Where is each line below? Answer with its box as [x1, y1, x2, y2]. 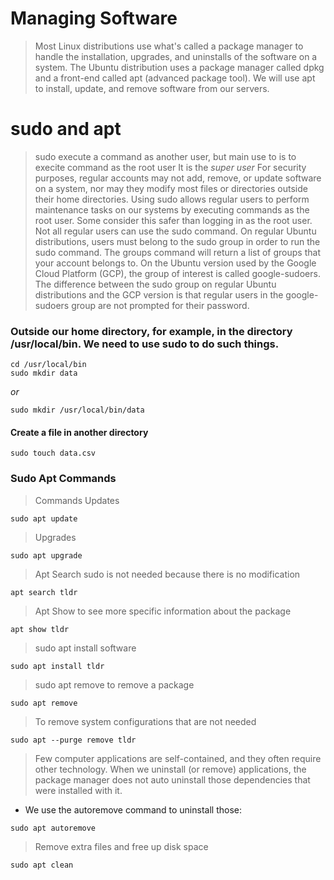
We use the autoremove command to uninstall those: [24, 803, 242, 816]
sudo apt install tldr [10, 661, 105, 671]
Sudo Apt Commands [10, 472, 117, 486]
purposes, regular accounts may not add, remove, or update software [34, 172, 322, 184]
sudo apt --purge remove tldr [10, 735, 137, 745]
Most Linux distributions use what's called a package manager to [34, 40, 304, 52]
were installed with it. [34, 784, 123, 796]
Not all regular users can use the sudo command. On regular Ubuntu [34, 225, 317, 237]
